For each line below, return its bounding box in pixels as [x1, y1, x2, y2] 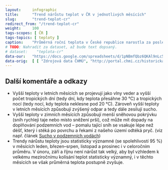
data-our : [5, 53, 26, 59]
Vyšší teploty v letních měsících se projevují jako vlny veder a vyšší [12, 90, 151, 96]
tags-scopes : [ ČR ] [5, 30, 48, 35]
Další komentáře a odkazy [5, 77, 87, 85]
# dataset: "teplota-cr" [5, 49, 64, 54]
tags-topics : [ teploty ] [5, 35, 59, 40]
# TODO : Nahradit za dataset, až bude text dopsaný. [5, 44, 117, 49]
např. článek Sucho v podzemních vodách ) [12, 133, 101, 139]
